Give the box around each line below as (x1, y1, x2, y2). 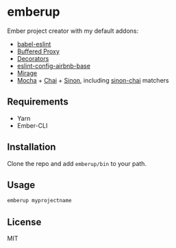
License (7, 216, 42, 228)
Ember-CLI (16, 121, 48, 130)
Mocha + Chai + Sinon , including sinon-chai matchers (16, 76, 169, 84)
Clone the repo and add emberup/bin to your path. (7, 159, 147, 167)
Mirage (16, 69, 38, 77)
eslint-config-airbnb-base (16, 61, 91, 70)
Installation (7, 141, 56, 153)
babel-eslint (16, 40, 51, 48)
